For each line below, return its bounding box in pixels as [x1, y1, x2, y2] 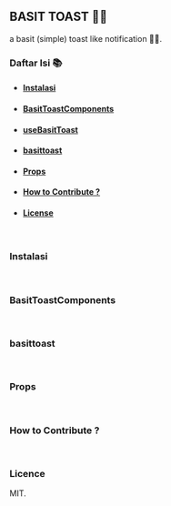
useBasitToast [22, 124, 79, 135]
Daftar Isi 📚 [9, 56, 63, 69]
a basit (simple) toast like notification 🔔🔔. [9, 33, 163, 44]
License [22, 207, 54, 218]
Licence [9, 467, 45, 480]
